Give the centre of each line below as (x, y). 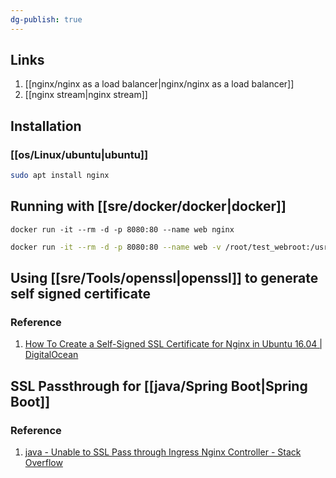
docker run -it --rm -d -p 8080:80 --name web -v (116, 247)
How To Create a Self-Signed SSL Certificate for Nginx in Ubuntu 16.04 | (173, 344)
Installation (46, 126)
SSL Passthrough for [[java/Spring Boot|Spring (159, 386)
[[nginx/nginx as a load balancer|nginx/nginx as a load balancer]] (159, 84)
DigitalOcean (51, 355)
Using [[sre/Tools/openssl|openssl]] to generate (164, 278)
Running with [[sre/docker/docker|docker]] (148, 206)
